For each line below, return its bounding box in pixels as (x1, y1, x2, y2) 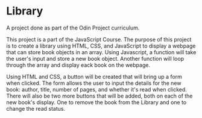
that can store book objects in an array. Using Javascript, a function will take (6, 48, 197, 55)
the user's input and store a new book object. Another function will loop (6, 55, 185, 62)
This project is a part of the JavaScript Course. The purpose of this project (6, 36, 192, 43)
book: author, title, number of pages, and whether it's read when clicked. (6, 85, 187, 93)
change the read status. (6, 105, 65, 112)
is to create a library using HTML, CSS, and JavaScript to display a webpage (6, 42, 196, 49)
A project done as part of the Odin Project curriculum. (6, 24, 140, 31)
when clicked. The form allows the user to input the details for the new (6, 79, 181, 87)
